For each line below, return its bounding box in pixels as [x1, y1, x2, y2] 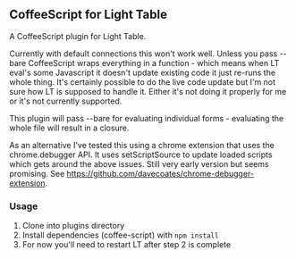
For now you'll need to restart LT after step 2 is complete [21, 239, 232, 250]
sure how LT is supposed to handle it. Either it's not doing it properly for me [9, 86, 287, 96]
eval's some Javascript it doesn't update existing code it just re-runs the [9, 67, 275, 78]
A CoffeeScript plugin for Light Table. [9, 30, 147, 41]
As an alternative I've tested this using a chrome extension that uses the [9, 139, 275, 150]
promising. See [9, 168, 65, 179]
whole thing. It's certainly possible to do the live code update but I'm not [9, 76, 275, 88]
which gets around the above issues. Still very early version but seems [9, 158, 270, 169]
